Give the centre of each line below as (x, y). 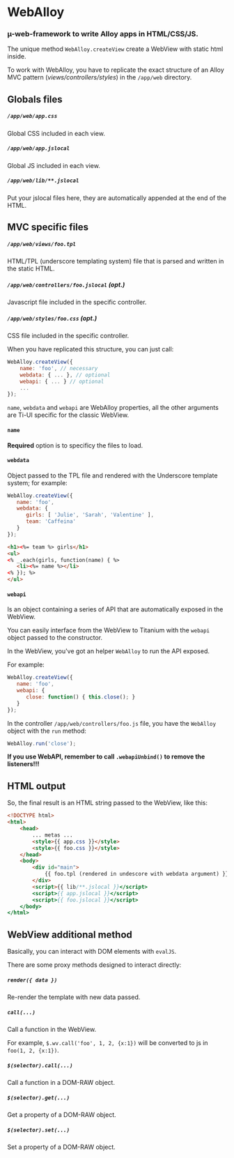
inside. (17, 56)
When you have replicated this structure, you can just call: (91, 349)
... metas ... (53, 835)
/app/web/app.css (32, 116)
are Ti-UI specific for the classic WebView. (68, 415)
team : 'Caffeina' (51, 521)
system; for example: (37, 482)
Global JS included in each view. (54, 165)
